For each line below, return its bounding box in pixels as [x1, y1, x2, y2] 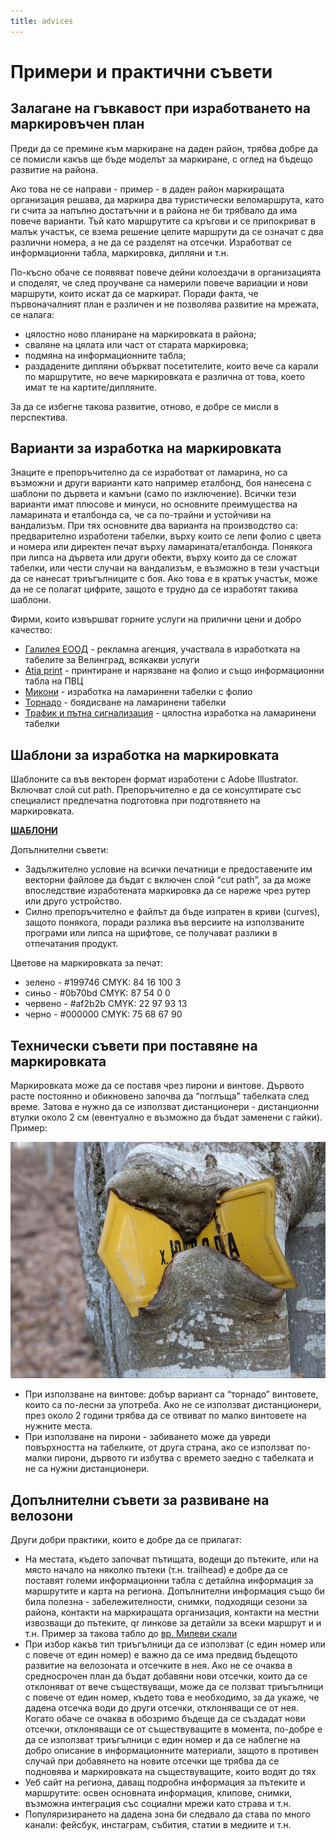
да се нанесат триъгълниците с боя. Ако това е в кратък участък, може [10, 573, 318, 585]
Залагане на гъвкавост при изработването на [10, 100, 311, 117]
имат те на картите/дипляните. [24, 381, 158, 393]
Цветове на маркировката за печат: [10, 957, 164, 969]
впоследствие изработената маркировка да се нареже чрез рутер [24, 885, 311, 897]
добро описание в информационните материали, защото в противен [24, 1745, 319, 1757]
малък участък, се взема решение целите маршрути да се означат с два [10, 225, 324, 237]
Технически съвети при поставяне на [10, 1037, 258, 1054]
